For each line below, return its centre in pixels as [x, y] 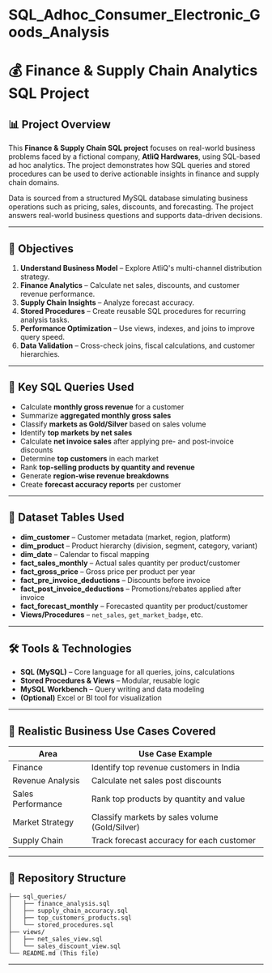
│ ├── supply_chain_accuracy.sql [68, 911]
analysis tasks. [45, 319]
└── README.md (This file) [54, 954]
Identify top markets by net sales [76, 432]
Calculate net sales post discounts [156, 781]
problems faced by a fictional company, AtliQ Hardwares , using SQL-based [134, 156]
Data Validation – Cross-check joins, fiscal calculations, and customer [137, 345]
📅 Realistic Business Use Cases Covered [112, 731]
